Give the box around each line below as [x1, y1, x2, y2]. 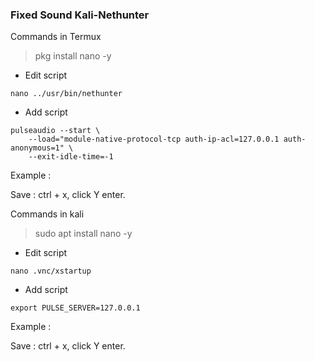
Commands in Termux [10, 31, 102, 43]
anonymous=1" [10, 143, 65, 153]
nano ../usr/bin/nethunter [10, 89, 123, 99]
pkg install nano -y [34, 50, 112, 62]
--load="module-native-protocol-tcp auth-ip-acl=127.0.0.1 [28, 134, 280, 145]
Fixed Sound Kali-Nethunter [10, 8, 150, 22]
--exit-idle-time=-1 [28, 152, 114, 162]
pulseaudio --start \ [10, 126, 101, 136]
